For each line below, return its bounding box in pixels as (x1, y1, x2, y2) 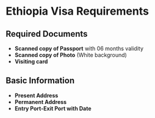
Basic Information (5, 75, 75, 86)
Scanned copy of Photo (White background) (14, 51, 128, 59)
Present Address (14, 92, 59, 99)
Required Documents (5, 29, 88, 39)
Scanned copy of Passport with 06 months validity (14, 45, 144, 52)
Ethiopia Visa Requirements (5, 4, 149, 18)
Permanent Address (14, 98, 67, 105)
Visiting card (14, 58, 48, 65)
